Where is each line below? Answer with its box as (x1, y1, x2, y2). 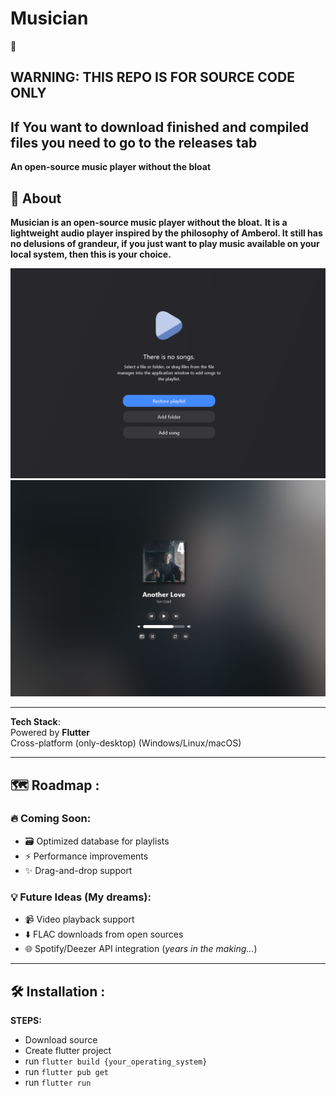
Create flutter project (24, 1044, 112, 1056)
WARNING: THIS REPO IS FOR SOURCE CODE (10, 69, 295, 86)
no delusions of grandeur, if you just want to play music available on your (10, 237, 320, 249)
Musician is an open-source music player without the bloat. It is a (10, 216, 288, 228)
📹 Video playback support (24, 913, 135, 926)
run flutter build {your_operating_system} (24, 1055, 208, 1067)
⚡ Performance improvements (24, 850, 149, 862)
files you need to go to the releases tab (10, 134, 258, 151)
